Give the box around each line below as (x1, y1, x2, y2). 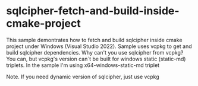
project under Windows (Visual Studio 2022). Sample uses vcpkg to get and (6, 43, 192, 50)
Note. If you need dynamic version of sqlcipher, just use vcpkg (6, 73, 159, 80)
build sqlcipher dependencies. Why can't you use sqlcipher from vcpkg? (6, 49, 184, 56)
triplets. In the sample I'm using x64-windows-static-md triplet (6, 61, 159, 69)
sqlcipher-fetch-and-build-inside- (6, 4, 180, 18)
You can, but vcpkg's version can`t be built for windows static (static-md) (6, 55, 186, 62)
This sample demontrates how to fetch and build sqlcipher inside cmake (6, 36, 183, 43)
